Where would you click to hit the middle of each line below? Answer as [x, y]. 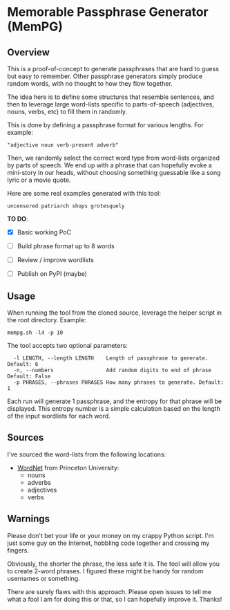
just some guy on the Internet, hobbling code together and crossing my [108, 543]
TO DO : [18, 219]
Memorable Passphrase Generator [108, 12]
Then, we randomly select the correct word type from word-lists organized [113, 158]
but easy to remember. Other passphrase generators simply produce [105, 76]
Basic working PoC [44, 232]
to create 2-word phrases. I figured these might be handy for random [105, 571]
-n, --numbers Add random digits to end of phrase [113, 371]
